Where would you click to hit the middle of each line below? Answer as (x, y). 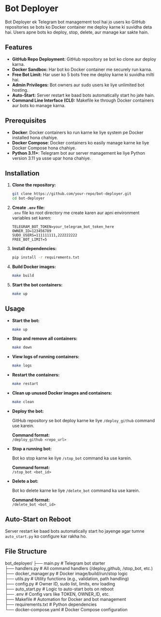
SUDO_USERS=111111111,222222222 (44, 236)
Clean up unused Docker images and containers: (62, 393)
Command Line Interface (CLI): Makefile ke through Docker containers (83, 100)
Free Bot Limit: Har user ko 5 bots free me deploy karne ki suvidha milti (83, 74)
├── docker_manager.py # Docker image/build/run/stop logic (66, 573)
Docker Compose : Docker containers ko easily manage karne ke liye (80, 142)
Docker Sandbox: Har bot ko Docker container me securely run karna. (82, 69)
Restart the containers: (36, 375)
